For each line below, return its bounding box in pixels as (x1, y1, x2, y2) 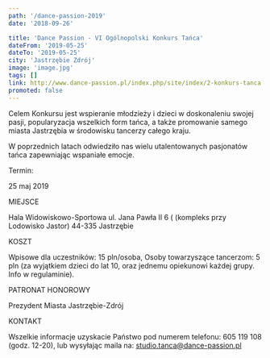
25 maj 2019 (8, 181, 49, 190)
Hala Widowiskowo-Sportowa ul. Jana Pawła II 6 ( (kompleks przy (8, 212, 227, 222)
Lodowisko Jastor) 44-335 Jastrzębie (8, 221, 135, 231)
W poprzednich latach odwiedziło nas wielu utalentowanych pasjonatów (8, 141, 248, 151)
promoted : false (8, 86, 63, 94)
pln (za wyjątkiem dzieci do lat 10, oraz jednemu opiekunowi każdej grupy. (8, 260, 255, 270)
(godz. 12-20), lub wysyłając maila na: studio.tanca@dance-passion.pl (8, 340, 242, 350)
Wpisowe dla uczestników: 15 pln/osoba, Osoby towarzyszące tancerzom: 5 (8, 252, 260, 262)
